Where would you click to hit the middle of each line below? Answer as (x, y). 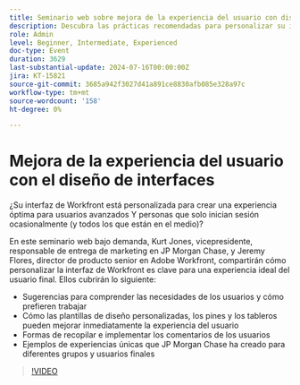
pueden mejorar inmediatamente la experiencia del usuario (130, 325)
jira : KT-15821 (37, 76)
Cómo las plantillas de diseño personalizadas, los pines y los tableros (150, 316)
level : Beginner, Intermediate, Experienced (93, 43)
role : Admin (31, 34)
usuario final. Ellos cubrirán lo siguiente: (83, 279)
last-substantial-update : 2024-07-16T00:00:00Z (100, 68)
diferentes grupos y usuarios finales (88, 354)
